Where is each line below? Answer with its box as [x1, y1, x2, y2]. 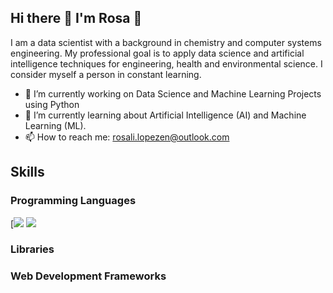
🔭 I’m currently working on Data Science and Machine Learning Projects [24, 87, 322, 100]
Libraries [10, 242, 55, 256]
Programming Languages [10, 194, 137, 208]
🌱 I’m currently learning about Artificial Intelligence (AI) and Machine [24, 109, 307, 121]
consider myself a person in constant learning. [10, 68, 202, 80]
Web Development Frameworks [10, 269, 167, 283]
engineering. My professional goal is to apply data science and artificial [10, 47, 305, 59]
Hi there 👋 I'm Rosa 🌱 [10, 10, 143, 27]
